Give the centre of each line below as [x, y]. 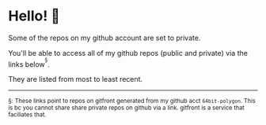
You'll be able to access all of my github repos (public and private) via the [128, 53]
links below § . [29, 63]
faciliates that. [27, 115]
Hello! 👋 [34, 16]
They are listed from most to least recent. [76, 79]
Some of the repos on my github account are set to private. [104, 38]
